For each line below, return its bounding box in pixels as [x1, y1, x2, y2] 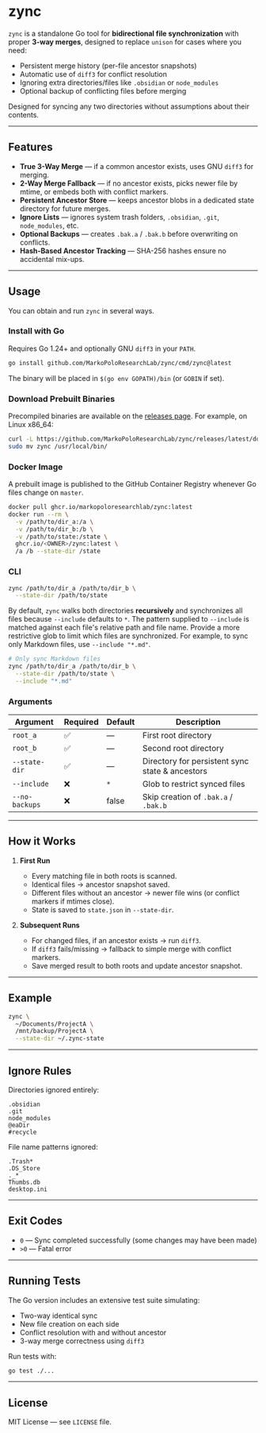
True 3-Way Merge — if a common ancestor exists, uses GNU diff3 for [19, 161, 254, 171]
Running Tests [8, 1274, 81, 1288]
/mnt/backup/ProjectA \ [15, 1027, 93, 1035]
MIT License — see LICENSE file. [8, 1417, 112, 1427]
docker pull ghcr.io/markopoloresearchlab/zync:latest [8, 503, 193, 511]
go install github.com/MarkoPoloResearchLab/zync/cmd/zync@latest [8, 359, 232, 367]
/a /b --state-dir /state [15, 547, 101, 556]
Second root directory [142, 743, 224, 754]
